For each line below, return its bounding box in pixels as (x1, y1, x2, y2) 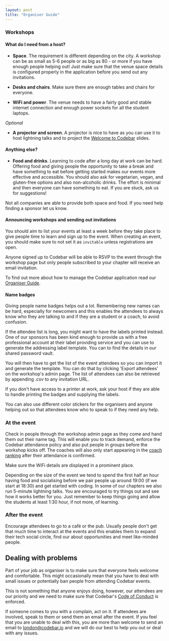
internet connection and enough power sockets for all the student (12, 104, 149, 110)
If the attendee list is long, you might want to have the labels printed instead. (5, 329, 164, 335)
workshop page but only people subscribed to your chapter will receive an (5, 259, 160, 266)
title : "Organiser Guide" (5, 12, 60, 17)
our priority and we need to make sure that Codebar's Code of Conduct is (5, 593, 159, 599)
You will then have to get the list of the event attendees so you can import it (5, 360, 162, 366)
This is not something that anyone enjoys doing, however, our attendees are (5, 588, 163, 594)
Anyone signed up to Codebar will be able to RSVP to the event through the (5, 254, 162, 260)
